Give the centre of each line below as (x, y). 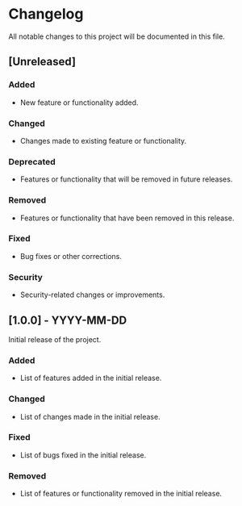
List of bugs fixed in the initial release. (83, 455)
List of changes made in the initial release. (90, 416)
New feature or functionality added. (79, 102)
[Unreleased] (42, 62)
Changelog (46, 14)
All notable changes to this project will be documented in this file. (117, 36)
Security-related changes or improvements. (92, 295)
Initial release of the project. (55, 339)
